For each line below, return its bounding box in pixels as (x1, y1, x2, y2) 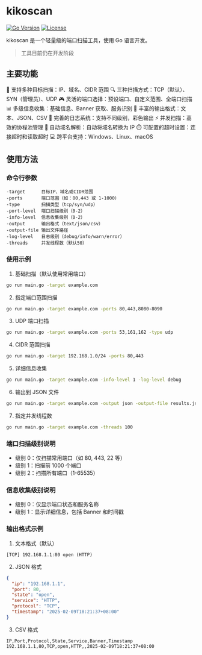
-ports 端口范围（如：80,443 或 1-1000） (6, 195, 120, 201)
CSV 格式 (14, 625, 38, 633)
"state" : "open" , (11, 592, 55, 598)
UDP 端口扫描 (14, 318, 49, 325)
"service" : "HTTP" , (11, 598, 61, 604)
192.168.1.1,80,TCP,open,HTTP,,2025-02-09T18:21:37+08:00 (6, 643, 155, 649)
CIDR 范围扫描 (14, 341, 50, 348)
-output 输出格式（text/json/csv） (6, 221, 103, 227)
